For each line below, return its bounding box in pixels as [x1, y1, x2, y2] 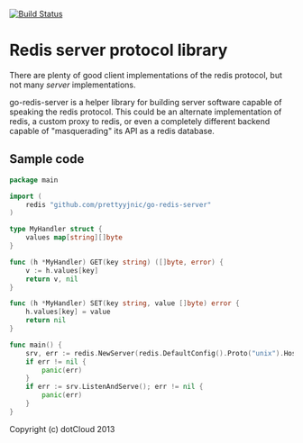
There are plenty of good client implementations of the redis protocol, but [9, 69, 282, 80]
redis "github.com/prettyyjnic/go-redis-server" [25, 200, 212, 209]
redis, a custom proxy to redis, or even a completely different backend [9, 115, 271, 126]
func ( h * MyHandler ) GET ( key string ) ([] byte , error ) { [9, 258, 224, 267]
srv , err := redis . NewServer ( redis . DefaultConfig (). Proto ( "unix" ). [25, 348, 284, 357]
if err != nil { [25, 357, 87, 366]
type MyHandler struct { [9, 225, 103, 234]
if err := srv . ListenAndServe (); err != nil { [25, 383, 204, 392]
